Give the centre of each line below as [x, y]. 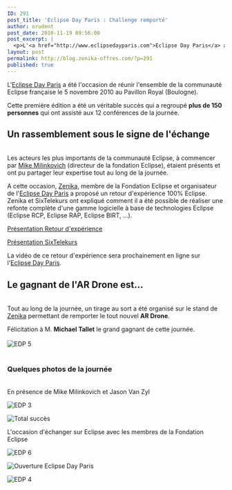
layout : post [26, 52]
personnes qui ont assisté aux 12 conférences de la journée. [93, 112]
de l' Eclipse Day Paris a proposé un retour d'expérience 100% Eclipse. [107, 193]
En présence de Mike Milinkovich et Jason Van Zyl [79, 391]
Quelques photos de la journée [60, 369]
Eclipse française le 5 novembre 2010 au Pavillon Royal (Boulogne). [103, 92]
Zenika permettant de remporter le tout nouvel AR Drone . [89, 316]
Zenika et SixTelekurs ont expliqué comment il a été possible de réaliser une [115, 201]
